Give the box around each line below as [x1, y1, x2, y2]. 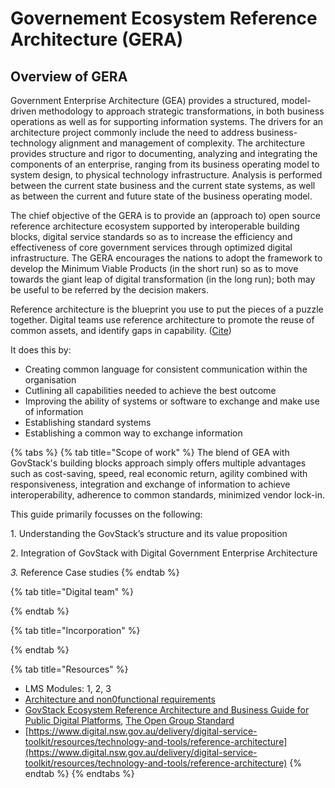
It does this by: [10, 344, 72, 356]
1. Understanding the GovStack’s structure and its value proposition [10, 528, 288, 539]
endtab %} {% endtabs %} [24, 768, 135, 779]
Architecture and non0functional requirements [24, 693, 216, 705]
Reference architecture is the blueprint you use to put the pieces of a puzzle [10, 303, 324, 315]
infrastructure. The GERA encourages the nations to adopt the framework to [10, 252, 323, 264]
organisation [24, 374, 77, 386]
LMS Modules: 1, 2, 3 [24, 683, 112, 694]
